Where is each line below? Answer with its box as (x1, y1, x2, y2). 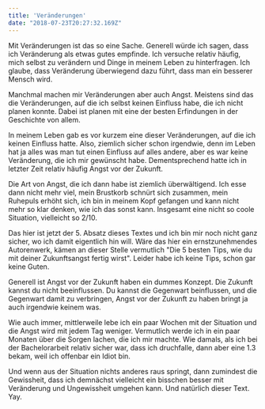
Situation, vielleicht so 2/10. (8, 213, 97, 222)
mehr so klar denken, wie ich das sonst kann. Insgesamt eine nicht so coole (8, 204, 255, 214)
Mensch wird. (8, 74, 53, 84)
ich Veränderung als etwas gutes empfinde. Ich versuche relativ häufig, (8, 49, 241, 59)
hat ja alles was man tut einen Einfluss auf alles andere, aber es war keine (8, 147, 248, 157)
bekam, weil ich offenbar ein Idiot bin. (8, 351, 131, 361)
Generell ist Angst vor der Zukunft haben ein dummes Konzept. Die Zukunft (8, 277, 253, 286)
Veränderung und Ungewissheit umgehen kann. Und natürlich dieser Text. (8, 383, 250, 392)
